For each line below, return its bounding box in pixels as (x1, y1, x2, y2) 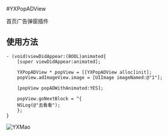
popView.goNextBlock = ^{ (17, 96, 82, 102)
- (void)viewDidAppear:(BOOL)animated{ (6, 53, 107, 59)
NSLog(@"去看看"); (17, 102, 61, 108)
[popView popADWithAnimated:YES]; (17, 85, 104, 91)
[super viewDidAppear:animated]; (17, 59, 101, 65)
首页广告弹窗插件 (6, 18, 49, 25)
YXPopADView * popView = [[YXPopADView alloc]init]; (17, 69, 152, 75)
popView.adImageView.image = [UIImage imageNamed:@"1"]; (17, 74, 163, 80)
